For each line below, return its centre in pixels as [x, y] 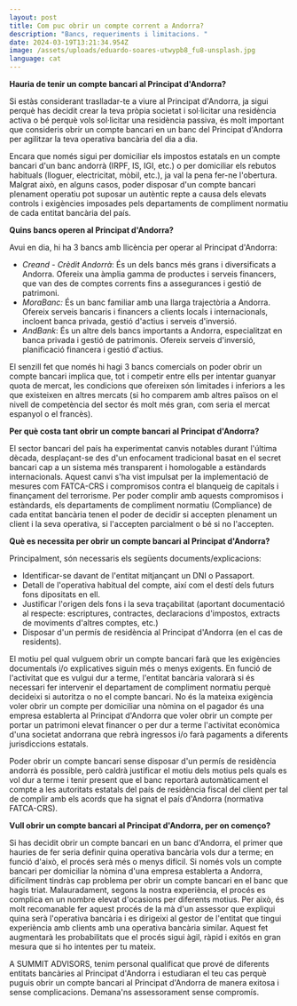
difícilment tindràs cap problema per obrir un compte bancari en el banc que [148, 880]
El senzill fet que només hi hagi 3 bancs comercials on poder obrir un [136, 367]
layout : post [33, 17]
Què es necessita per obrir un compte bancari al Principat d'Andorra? [140, 541]
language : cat [35, 59]
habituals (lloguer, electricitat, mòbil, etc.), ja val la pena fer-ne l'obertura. [143, 175]
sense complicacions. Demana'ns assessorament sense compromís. [134, 992]
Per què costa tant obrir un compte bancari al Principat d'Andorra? [134, 431]
